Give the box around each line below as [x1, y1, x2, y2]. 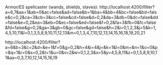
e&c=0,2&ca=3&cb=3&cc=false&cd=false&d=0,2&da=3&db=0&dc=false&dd [5, 15, 158, 20]
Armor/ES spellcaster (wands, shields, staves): [5, 4, 99, 10]
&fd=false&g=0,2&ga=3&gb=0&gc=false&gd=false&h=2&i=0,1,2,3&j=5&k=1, [5, 25, 157, 31]
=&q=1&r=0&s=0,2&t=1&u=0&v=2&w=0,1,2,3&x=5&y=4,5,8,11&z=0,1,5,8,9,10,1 [5, 49, 157, 55]
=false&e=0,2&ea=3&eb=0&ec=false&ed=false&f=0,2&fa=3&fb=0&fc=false [5, 19, 157, 25]
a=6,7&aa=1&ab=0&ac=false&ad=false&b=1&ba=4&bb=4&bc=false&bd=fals [5, 9, 157, 15]
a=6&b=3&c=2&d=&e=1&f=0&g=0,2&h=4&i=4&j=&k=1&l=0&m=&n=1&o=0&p [5, 45, 158, 50]
